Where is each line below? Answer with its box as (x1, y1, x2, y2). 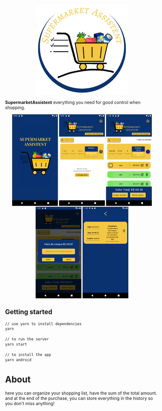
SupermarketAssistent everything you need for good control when (5, 99, 141, 105)
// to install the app (5, 352, 51, 357)
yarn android (5, 357, 32, 362)
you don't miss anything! (5, 400, 55, 406)
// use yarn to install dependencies (5, 321, 82, 326)
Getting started (5, 308, 53, 316)
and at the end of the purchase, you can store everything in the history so (5, 395, 153, 401)
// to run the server (5, 337, 49, 342)
